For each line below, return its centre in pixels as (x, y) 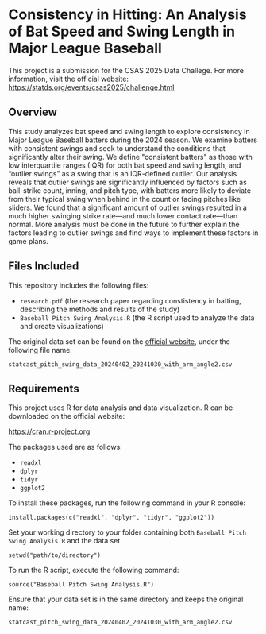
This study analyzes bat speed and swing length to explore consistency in (129, 131)
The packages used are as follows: (66, 447)
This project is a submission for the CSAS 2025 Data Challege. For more (126, 70)
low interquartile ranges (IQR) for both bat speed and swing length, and (125, 165)
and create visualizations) (62, 326)
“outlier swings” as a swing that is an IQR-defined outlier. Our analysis (123, 173)
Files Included (44, 267)
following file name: (40, 350)
